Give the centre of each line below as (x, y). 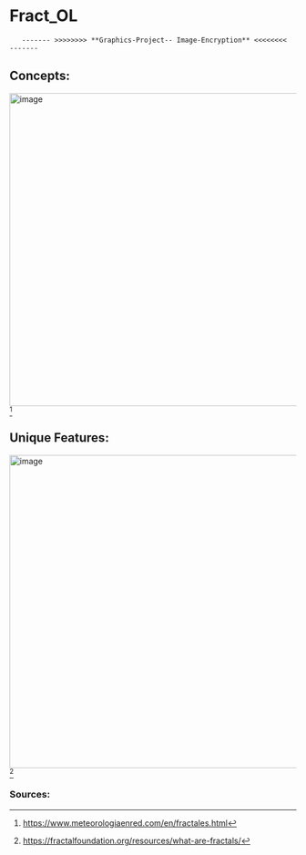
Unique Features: (59, 438)
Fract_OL (44, 16)
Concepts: (40, 76)
